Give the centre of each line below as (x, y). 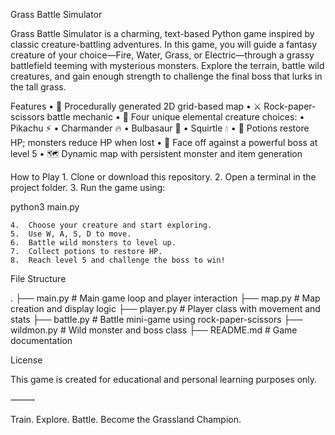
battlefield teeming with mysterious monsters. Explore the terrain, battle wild (167, 65)
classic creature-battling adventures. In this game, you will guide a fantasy (164, 44)
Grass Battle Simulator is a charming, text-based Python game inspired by (162, 33)
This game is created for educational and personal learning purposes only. (164, 379)
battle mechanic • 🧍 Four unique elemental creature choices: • (175, 117)
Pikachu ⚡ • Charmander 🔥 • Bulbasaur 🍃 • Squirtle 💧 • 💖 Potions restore (160, 128)
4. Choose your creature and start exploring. (111, 225)
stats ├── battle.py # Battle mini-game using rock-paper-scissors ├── (156, 319)
